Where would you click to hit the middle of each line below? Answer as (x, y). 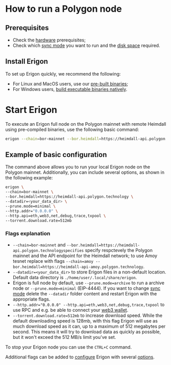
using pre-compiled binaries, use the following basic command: (72, 129)
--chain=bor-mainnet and (39, 245)
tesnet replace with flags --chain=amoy (53, 261)
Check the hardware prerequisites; (49, 40)
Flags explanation (28, 234)
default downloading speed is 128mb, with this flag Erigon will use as (85, 321)
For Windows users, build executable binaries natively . (70, 89)
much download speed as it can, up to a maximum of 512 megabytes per (89, 326)
